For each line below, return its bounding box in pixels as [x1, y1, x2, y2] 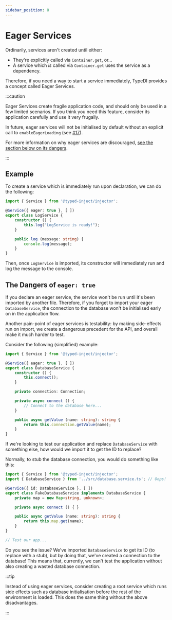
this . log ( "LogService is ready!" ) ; [24, 222, 100, 227]
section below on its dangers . [5, 145, 68, 151]
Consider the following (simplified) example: [5, 341, 99, 347]
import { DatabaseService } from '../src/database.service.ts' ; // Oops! [5, 476, 167, 482]
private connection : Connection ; [14, 389, 86, 394]
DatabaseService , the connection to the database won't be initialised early [5, 305, 161, 311]
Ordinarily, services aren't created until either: [5, 47, 103, 53]
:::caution [5, 93, 26, 99]
